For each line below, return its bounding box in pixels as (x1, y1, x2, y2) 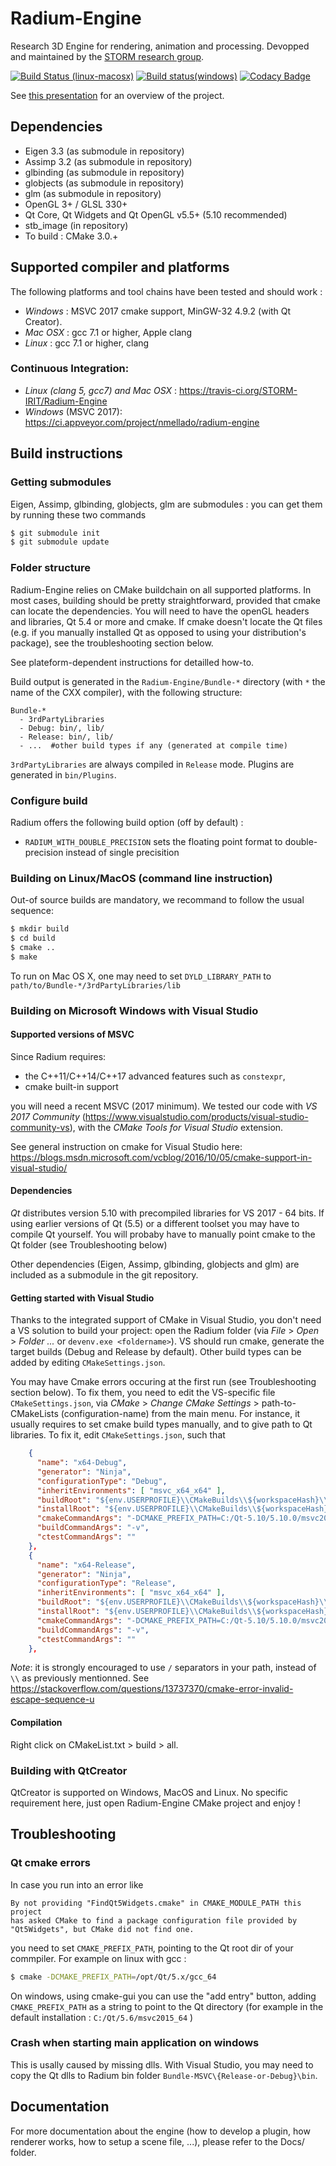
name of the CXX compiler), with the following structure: (10, 686, 243, 698)
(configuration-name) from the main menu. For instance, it (60, 1408, 301, 1420)
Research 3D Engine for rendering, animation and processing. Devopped (10, 40, 310, 52)
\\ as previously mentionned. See (10, 1672, 150, 1684)
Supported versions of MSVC (10, 1028, 135, 1041)
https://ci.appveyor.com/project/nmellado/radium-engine (24, 416, 260, 428)
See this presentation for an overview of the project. (10, 89, 225, 101)
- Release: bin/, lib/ (19, 732, 114, 742)
